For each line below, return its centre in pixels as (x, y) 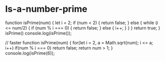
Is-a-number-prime (46, 9)
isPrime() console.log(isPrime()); (39, 33)
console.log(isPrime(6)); (30, 53)
